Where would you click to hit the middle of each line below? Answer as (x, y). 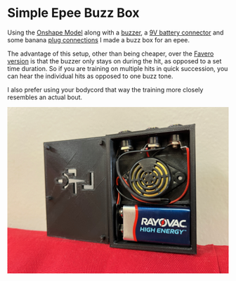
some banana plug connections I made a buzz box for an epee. (99, 39)
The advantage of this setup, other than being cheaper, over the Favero (111, 54)
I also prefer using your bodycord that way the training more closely (105, 89)
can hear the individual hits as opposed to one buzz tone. (90, 76)
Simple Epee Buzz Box (73, 13)
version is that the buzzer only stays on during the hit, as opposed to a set (114, 61)
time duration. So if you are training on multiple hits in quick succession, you (118, 68)
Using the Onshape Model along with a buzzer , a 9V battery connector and (116, 32)
